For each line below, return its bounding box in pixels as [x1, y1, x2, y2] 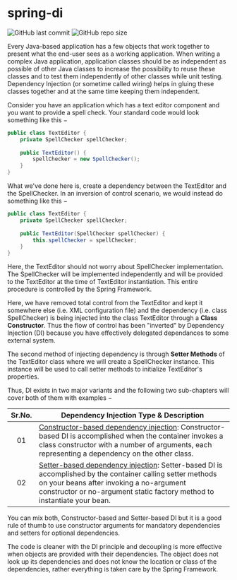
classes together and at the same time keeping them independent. [7, 87, 200, 95]
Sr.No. [11, 410, 32, 420]
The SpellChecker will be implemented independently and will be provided [7, 270, 224, 278]
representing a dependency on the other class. [38, 449, 194, 458]
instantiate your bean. [38, 496, 111, 506]
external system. [7, 336, 56, 345]
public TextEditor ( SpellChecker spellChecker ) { [20, 230, 166, 237]
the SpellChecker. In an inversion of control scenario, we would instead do [7, 189, 224, 198]
